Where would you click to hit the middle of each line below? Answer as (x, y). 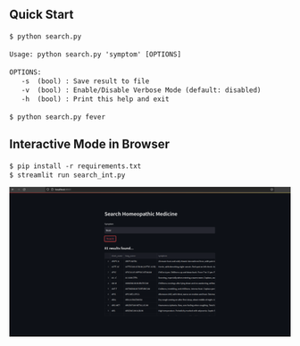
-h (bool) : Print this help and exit (95, 99)
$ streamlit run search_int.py (67, 175)
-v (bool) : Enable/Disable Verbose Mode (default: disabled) (141, 90)
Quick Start (42, 15)
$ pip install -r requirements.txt (75, 166)
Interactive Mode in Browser (89, 144)
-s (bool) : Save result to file (85, 81)
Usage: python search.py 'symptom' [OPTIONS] (95, 54)
